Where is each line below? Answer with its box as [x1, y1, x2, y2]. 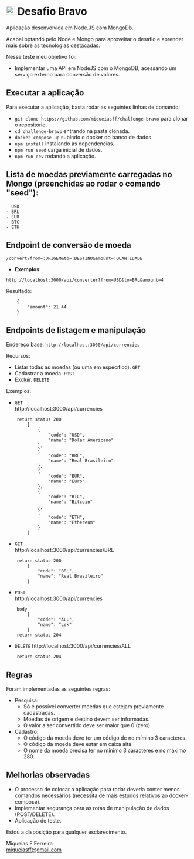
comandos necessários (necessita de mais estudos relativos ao [14, 792, 168, 799]
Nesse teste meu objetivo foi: [6, 53, 77, 60]
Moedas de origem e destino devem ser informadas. [23, 715, 150, 723]
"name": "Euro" [47, 478, 85, 484]
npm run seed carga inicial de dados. [14, 146, 103, 153]
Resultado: [6, 288, 32, 295]
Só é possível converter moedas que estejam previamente [23, 703, 164, 710]
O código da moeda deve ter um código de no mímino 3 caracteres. [23, 734, 187, 741]
